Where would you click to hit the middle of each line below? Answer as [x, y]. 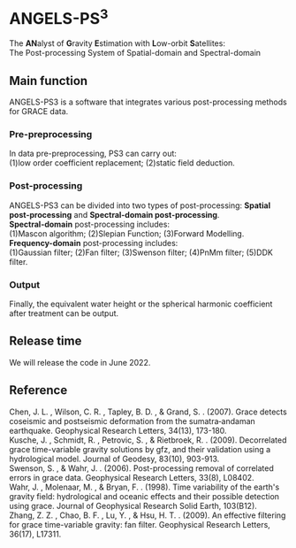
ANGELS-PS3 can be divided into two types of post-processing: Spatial [140, 205]
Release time [46, 341]
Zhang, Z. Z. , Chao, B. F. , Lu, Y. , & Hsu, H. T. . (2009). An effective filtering [148, 515]
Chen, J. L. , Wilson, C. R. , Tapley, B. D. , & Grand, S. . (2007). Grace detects [148, 412]
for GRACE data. [39, 112]
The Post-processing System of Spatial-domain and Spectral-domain [135, 53]
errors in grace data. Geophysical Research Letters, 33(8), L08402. [132, 477]
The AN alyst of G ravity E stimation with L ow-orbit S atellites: [117, 43]
